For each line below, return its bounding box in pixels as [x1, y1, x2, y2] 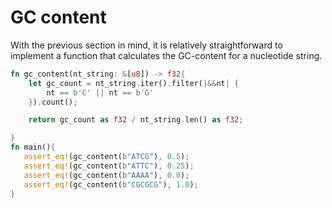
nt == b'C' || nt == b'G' [46, 87, 155, 98]
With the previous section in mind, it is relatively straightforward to [10, 39, 283, 51]
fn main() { [10, 142, 56, 153]
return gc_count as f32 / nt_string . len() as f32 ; [28, 115, 244, 125]
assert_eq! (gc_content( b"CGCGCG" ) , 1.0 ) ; [23, 179, 199, 190]
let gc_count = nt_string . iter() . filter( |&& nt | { [28, 78, 240, 88]
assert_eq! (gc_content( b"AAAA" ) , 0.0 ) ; [23, 170, 190, 180]
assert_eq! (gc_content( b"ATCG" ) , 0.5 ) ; [23, 152, 190, 162]
